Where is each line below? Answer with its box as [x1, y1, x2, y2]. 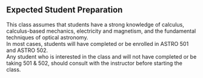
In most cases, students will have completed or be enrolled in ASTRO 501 [6, 40, 189, 47]
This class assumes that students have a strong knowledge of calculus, [6, 21, 185, 28]
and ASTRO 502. [6, 47, 48, 54]
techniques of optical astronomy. [6, 33, 88, 41]
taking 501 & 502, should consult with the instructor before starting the [6, 59, 183, 67]
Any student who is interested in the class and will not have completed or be [6, 53, 197, 60]
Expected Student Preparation [6, 5, 123, 15]
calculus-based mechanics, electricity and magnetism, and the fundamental [6, 27, 196, 34]
